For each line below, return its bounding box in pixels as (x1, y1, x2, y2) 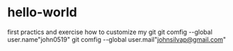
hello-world (7, 4, 78, 21)
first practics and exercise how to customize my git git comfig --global (7, 28, 212, 36)
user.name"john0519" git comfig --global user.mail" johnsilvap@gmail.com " (7, 35, 227, 43)
